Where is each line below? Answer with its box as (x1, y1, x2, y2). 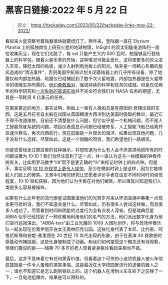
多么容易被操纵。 (13, 184, 49, 190)
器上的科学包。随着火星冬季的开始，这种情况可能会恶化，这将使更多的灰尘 (5, 56, 158, 62)
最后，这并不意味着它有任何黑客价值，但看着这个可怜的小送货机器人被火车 (5, 255, 158, 261)
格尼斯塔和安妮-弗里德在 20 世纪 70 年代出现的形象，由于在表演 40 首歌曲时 (5, 232, 162, 238)
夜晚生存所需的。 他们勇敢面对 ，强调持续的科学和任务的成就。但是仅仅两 (13, 81, 163, 87)
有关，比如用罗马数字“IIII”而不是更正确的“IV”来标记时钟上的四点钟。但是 (9, 159, 158, 165)
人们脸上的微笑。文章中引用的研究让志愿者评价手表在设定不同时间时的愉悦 (9, 171, 163, 177)
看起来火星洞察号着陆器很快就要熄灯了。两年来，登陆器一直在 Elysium (5, 38, 150, 44)
